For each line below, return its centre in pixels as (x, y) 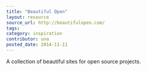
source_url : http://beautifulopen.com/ (56, 22)
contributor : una (28, 39)
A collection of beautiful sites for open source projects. (73, 61)
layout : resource (28, 17)
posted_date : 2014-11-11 (37, 45)
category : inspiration (34, 34)
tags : (13, 28)
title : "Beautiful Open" (37, 12)
